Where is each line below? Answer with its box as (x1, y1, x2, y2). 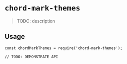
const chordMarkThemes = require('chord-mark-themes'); (4, 46, 123, 51)
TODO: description (16, 18, 56, 24)
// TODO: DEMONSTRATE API (4, 54, 58, 59)
